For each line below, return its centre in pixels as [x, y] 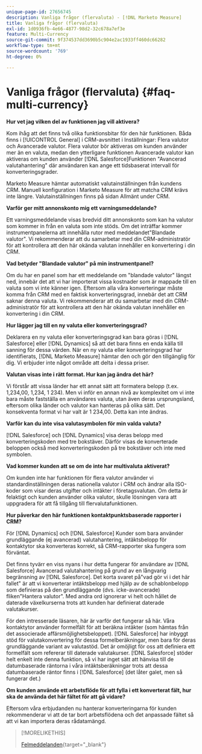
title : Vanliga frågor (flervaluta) [52, 23]
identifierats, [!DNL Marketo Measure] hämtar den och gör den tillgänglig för [101, 356]
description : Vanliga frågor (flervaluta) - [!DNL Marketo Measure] [94, 18]
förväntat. [18, 552]
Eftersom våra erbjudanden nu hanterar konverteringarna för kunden [91, 708]
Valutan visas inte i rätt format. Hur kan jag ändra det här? [80, 374]
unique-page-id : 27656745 [39, 12]
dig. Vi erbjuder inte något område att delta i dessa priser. [78, 362]
